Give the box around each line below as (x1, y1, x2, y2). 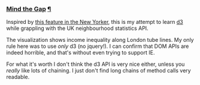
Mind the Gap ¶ (6, 5, 51, 13)
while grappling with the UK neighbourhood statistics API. (6, 25, 149, 32)
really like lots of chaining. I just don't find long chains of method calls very (6, 67, 191, 74)
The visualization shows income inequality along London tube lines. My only (6, 37, 194, 44)
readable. (6, 74, 30, 81)
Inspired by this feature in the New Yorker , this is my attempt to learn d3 (6, 19, 184, 26)
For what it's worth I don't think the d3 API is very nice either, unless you (6, 60, 185, 68)
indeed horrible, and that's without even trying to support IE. (6, 49, 155, 56)
